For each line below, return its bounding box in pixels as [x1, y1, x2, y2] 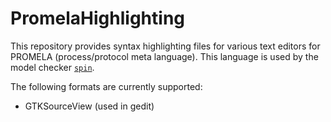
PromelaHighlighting [10, 7, 186, 30]
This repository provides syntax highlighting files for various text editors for [10, 40, 321, 52]
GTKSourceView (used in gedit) [24, 100, 155, 112]
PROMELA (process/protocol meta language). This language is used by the [10, 50, 319, 62]
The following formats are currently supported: [10, 80, 203, 92]
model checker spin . [10, 61, 95, 73]
